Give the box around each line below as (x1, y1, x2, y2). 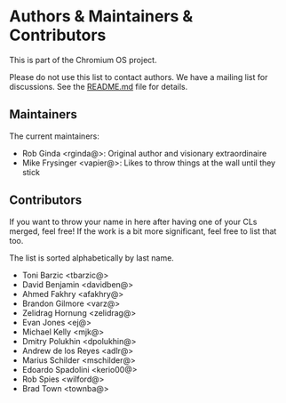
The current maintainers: (9, 131, 99, 141)
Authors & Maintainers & (9, 6, 194, 27)
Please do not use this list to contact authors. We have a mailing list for (9, 71, 268, 82)
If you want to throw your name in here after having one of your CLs (9, 216, 258, 227)
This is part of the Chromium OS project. (9, 54, 157, 65)
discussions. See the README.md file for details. (9, 81, 188, 92)
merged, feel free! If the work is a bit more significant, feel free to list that (9, 225, 277, 237)
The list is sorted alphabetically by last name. (9, 252, 175, 263)
